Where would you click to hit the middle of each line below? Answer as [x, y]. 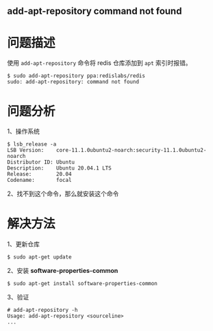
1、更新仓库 [23, 244]
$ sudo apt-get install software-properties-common [82, 284]
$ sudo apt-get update [39, 257]
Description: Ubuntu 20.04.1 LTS [59, 168]
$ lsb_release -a [32, 144]
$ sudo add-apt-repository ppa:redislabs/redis [76, 76]
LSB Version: [26, 150]
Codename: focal [39, 181]
